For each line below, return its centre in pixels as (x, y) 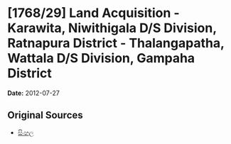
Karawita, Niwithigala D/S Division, (112, 28)
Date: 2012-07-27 (34, 93)
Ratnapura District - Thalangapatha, (116, 43)
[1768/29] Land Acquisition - (93, 13)
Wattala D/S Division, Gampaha (101, 59)
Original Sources (45, 115)
